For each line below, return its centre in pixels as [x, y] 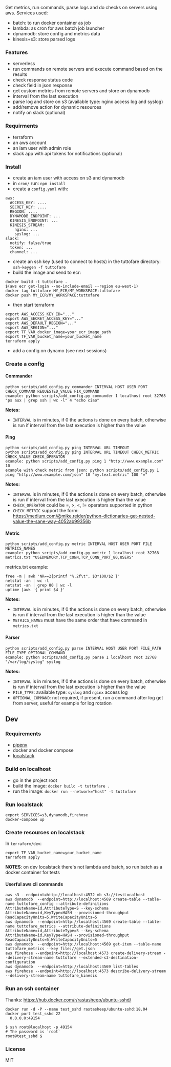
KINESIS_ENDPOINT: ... [34, 220]
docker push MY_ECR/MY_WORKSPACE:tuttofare [52, 295]
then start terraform [34, 305]
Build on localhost [28, 769]
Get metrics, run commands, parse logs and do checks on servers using [81, 7]
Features [17, 52]
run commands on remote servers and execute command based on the [88, 69]
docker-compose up [25, 819]
